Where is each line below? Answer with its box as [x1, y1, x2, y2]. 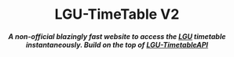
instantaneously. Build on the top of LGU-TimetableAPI [25, 40, 209, 49]
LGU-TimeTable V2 [54, 5, 180, 23]
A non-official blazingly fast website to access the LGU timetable [8, 31, 226, 41]
